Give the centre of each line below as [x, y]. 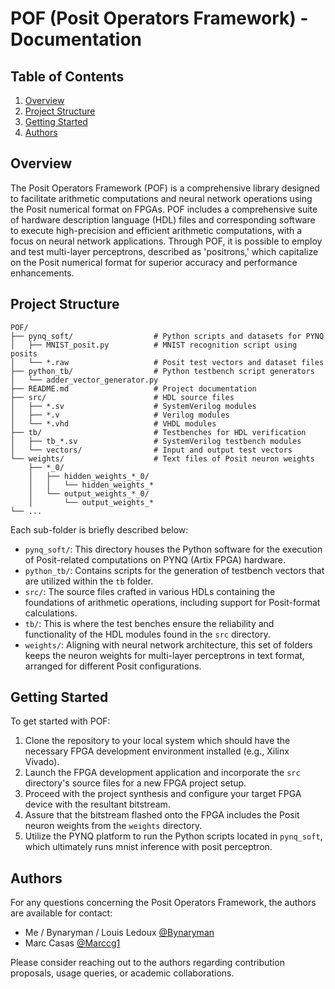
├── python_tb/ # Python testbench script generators [162, 371]
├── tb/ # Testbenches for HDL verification [158, 432]
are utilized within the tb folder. [89, 581]
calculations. [51, 613]
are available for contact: [61, 913]
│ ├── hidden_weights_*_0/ [89, 476]
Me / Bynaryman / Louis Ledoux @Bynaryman [119, 933]
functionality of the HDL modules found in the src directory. [147, 634]
